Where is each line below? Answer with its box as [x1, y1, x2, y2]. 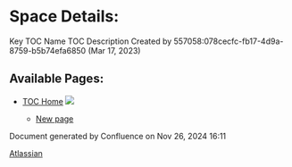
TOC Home [21, 96, 64, 106]
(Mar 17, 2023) [88, 45, 141, 55]
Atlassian [9, 147, 43, 158]
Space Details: [9, 6, 120, 27]
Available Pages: [9, 71, 104, 87]
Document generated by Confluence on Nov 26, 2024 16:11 [9, 130, 227, 141]
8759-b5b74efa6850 [9, 45, 87, 55]
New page [35, 113, 74, 124]
